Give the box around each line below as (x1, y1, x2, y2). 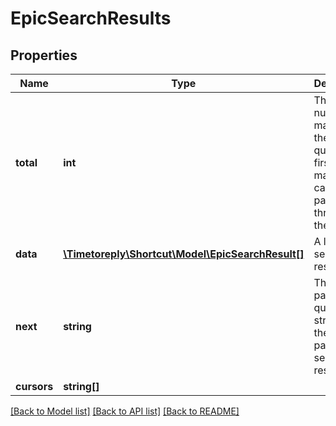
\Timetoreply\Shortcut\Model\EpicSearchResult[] (63, 247, 305, 261)
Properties (10, 47, 78, 64)
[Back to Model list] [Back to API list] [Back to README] (10, 405, 240, 417)
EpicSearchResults (10, 7, 172, 30)
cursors (15, 380, 54, 393)
